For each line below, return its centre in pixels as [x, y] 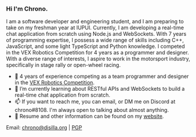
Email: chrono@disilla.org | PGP [44, 128]
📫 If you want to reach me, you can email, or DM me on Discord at [95, 102]
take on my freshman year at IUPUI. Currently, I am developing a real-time [95, 28]
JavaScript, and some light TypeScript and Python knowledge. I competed [96, 46]
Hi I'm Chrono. [27, 9]
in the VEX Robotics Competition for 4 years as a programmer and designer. [97, 53]
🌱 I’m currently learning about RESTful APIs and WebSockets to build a [100, 89]
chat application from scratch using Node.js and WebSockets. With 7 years [96, 34]
